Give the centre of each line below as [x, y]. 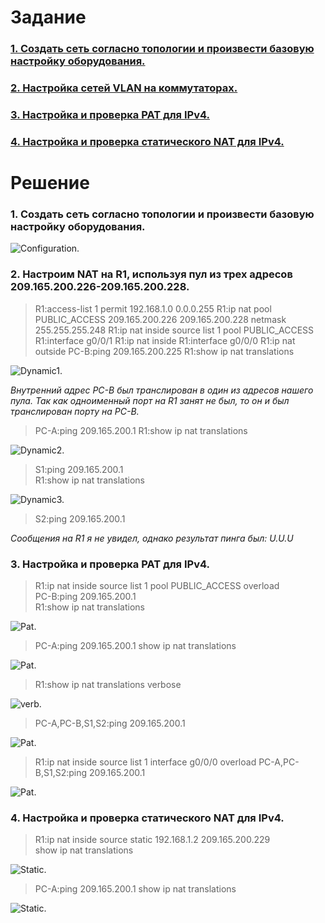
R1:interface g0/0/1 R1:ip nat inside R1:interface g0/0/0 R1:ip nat [165, 340]
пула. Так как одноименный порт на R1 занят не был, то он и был [150, 400]
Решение [50, 183]
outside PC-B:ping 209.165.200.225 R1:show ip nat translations [164, 351]
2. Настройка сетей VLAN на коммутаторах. [124, 88]
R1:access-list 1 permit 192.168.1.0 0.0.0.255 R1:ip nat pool [153, 308]
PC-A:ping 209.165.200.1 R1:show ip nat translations [141, 430]
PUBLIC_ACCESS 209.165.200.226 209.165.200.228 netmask [160, 319]
